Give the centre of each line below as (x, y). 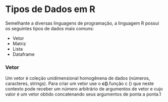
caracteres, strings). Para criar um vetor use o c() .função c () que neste (79, 83)
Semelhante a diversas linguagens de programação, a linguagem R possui (82, 23)
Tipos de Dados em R (50, 9)
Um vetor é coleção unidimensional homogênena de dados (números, (78, 78)
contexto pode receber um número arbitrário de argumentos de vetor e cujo (84, 89)
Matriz (19, 43)
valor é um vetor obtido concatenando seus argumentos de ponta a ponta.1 (83, 94)
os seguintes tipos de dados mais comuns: (50, 28)
